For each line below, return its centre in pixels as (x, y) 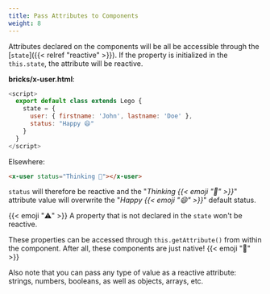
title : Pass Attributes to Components (73, 16)
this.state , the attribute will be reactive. (76, 63)
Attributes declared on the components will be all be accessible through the (134, 46)
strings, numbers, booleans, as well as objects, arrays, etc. (106, 281)
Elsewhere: (27, 161)
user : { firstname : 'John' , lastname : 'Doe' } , (111, 116)
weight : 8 (25, 23)
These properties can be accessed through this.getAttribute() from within (135, 240)
